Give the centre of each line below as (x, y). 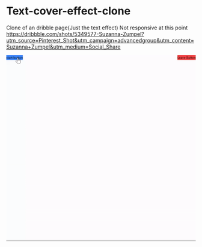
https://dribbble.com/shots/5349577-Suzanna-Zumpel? (75, 34)
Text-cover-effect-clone (69, 11)
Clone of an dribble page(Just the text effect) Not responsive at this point (97, 28)
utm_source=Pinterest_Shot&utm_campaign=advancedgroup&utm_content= (100, 40)
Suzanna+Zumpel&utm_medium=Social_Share (63, 47)
